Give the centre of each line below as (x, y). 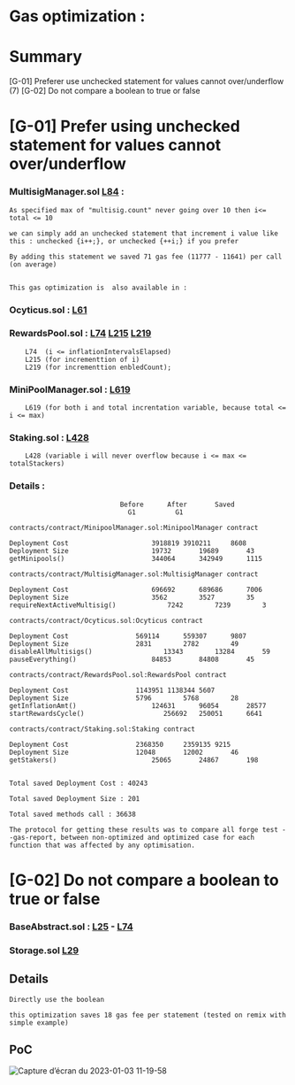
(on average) (33, 264)
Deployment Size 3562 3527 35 (132, 597)
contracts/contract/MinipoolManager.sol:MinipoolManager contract (134, 527)
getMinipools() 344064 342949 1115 (136, 558)
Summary (45, 57)
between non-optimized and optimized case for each (157, 837)
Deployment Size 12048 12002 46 (124, 752)
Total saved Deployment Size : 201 (75, 798)
